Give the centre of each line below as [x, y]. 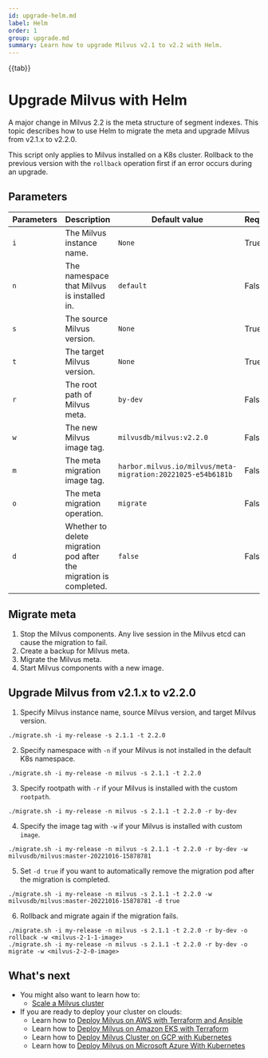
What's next [39, 975]
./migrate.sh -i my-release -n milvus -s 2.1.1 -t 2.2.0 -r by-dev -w [128, 849]
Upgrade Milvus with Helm [98, 100]
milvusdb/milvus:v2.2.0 [164, 437]
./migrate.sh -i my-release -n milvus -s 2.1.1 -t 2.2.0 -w [110, 894]
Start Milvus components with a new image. [92, 668]
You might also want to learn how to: [80, 995]
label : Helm [28, 23]
